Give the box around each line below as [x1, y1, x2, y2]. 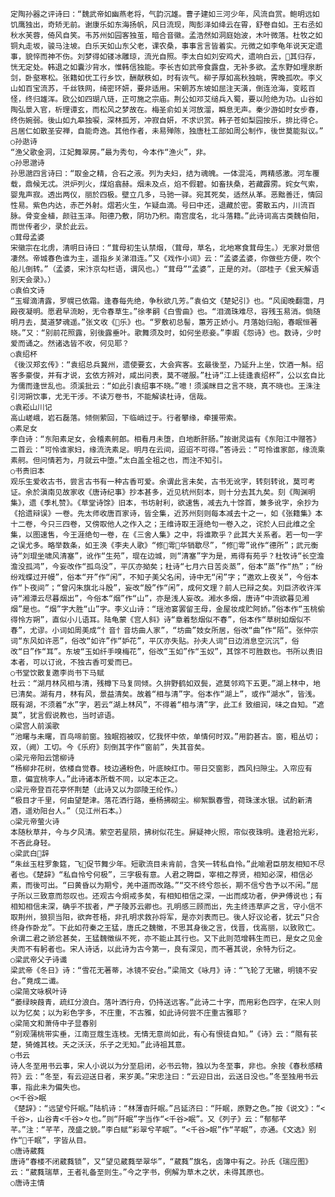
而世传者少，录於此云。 [10, 222, 93, 232]
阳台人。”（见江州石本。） [39, 806, 127, 816]
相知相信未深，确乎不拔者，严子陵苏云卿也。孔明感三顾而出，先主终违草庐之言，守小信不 [10, 902, 323, 912]
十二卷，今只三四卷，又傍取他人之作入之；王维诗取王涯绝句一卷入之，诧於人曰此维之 [10, 519, 308, 529]
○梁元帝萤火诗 [10, 817, 60, 827]
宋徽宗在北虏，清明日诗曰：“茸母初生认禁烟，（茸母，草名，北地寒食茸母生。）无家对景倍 [10, 243, 320, 253]
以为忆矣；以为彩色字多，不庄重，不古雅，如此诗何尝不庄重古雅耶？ [10, 1008, 249, 1018]
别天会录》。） [10, 275, 56, 285]
